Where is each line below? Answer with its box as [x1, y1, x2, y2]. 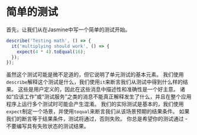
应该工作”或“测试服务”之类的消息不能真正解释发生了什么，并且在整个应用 [14, 93, 192, 100]
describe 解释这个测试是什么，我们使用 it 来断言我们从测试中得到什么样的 [6, 78, 183, 85]
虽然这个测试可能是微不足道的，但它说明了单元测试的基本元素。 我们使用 [6, 71, 184, 78]
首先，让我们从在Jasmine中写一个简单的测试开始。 [6, 26, 131, 33]
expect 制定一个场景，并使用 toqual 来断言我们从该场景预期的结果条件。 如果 [6, 108, 190, 115]
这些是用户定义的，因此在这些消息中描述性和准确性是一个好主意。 [17, 86, 179, 93]
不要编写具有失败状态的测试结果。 [6, 123, 89, 130]
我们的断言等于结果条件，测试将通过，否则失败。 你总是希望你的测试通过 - [6, 116, 188, 123]
